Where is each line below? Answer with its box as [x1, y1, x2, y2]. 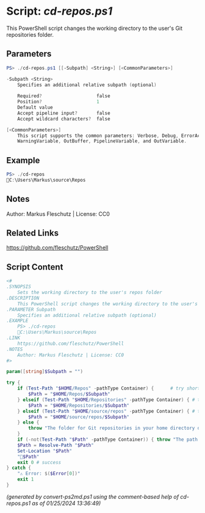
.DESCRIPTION [6, 295, 40, 301]
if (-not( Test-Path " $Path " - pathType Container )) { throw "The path [17, 437, 198, 443]
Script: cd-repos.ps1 [6, 4, 113, 18]
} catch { [6, 465, 32, 471]
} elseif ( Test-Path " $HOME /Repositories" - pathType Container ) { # [17, 396, 195, 403]
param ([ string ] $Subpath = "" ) [6, 369, 84, 375]
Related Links [6, 228, 59, 238]
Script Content [6, 262, 63, 272]
